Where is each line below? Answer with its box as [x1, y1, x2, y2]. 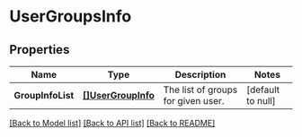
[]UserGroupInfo [82, 90, 155, 101]
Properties [9, 42, 70, 57]
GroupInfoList [13, 90, 75, 101]
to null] [245, 95, 276, 107]
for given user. [163, 95, 225, 107]
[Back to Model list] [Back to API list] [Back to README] [9, 118, 216, 128]
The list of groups [163, 83, 238, 96]
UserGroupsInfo [9, 6, 132, 27]
